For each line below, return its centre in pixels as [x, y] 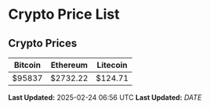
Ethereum [69, 65]
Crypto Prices [43, 43]
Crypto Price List [64, 14]
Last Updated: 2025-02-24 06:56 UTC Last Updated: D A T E [105, 98]
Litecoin [112, 65]
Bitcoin [27, 65]
